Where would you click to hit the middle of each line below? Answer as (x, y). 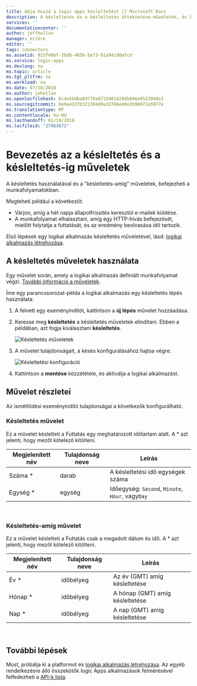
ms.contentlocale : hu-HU (36, 115)
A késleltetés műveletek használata (73, 261)
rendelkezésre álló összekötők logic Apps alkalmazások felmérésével (89, 670)
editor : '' (19, 45)
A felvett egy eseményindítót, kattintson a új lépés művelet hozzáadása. (101, 310)
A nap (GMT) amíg (139, 610)
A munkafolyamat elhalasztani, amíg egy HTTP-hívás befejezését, (94, 219)
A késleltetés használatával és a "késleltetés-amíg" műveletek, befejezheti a (98, 184)
